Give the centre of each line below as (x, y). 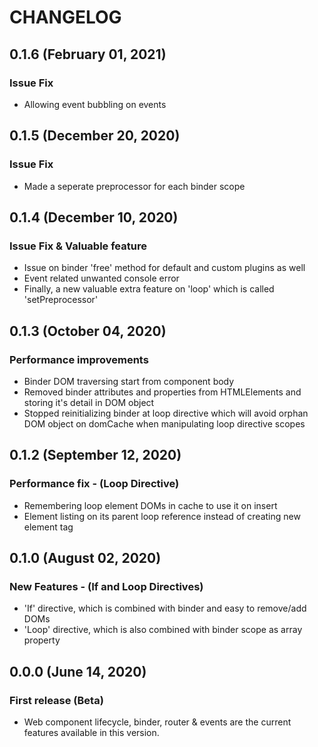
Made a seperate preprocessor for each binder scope (134, 186)
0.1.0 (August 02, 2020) (85, 558)
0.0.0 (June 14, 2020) (78, 671)
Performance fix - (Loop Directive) (94, 484)
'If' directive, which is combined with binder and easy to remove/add (165, 608)
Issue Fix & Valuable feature (78, 246)
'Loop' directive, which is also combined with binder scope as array (163, 630)
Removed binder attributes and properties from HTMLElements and (162, 392)
